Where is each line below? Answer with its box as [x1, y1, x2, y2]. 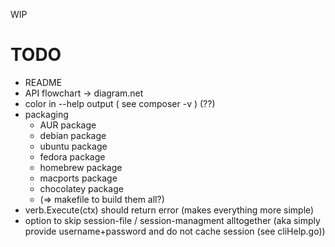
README [24, 76, 63, 88]
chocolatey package [39, 182, 124, 194]
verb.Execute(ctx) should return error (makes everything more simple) [24, 204, 315, 216]
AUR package [39, 119, 97, 131]
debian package [39, 129, 107, 141]
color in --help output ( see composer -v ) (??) [24, 97, 216, 109]
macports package [39, 172, 118, 184]
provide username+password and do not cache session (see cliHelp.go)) [24, 225, 326, 237]
